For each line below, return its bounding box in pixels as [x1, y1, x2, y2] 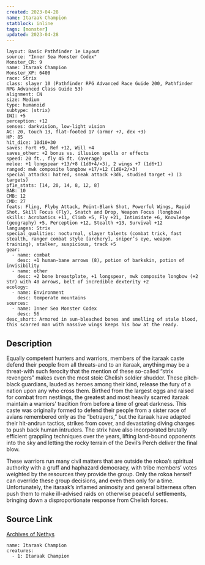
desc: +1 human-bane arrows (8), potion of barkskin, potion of [17, 258, 185, 264]
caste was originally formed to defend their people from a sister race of [6, 406, 187, 414]
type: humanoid [6, 102, 45, 108]
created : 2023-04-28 [6, 9, 59, 15]
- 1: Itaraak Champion [12, 553, 70, 559]
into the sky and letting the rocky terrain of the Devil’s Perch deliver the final [6, 439, 198, 446]
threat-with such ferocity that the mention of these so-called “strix [6, 367, 174, 375]
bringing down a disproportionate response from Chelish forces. [6, 496, 168, 504]
